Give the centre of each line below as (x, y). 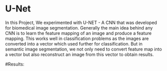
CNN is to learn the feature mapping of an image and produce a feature (79, 33)
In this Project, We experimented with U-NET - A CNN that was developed (81, 22)
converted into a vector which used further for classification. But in (74, 43)
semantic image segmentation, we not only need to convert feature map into (83, 49)
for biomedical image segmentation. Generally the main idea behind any (79, 27)
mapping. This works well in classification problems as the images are (77, 38)
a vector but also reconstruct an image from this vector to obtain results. (80, 54)
